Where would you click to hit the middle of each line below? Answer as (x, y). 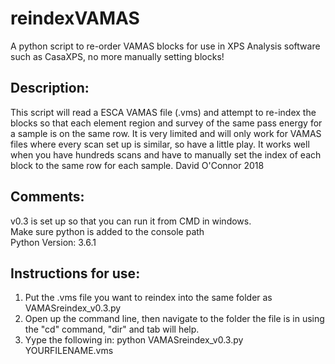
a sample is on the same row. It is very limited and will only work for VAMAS (166, 133)
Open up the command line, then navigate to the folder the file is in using (174, 319)
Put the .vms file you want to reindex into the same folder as (148, 298)
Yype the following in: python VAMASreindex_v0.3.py (134, 340)
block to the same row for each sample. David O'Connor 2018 (137, 165)
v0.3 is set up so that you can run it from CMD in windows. (131, 221)
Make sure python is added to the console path (107, 231)
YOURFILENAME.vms (69, 351)
